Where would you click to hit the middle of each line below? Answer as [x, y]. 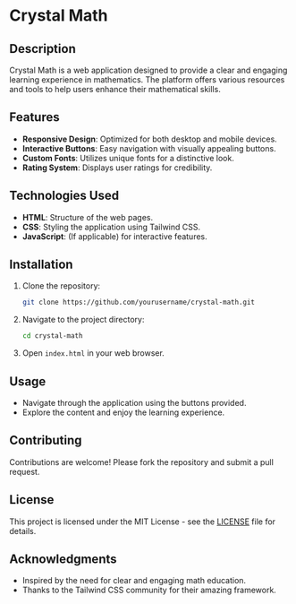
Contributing [46, 440]
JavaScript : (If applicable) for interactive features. [114, 236]
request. [25, 471]
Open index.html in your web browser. [93, 353]
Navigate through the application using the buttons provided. [134, 403]
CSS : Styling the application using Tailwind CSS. [111, 227]
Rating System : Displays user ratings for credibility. [117, 168]
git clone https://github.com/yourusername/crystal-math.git [139, 302]
